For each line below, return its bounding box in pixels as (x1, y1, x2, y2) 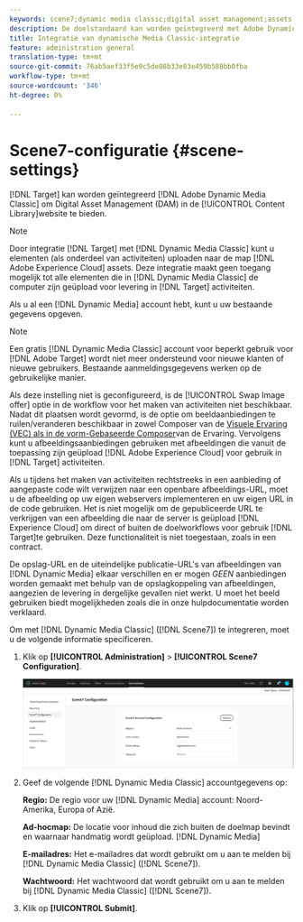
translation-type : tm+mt (9, 52, 103, 62)
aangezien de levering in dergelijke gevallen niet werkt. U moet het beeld (9, 587, 280, 599)
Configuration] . (22, 661, 82, 672)
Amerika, (22, 804, 57, 815)
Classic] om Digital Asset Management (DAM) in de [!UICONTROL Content (9, 198, 286, 209)
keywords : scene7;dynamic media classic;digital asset (9, 14, 220, 23)
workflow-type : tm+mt (9, 72, 91, 81)
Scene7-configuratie (9, 140, 169, 161)
